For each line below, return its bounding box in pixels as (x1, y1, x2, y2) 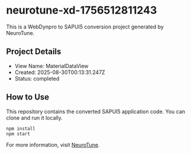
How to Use (6, 92, 50, 102)
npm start (6, 131, 31, 137)
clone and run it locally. (6, 114, 63, 121)
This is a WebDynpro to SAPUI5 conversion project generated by (6, 23, 164, 30)
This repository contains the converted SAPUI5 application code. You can (6, 108, 185, 115)
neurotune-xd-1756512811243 (6, 4, 157, 17)
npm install (6, 126, 35, 131)
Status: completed (14, 75, 60, 82)
